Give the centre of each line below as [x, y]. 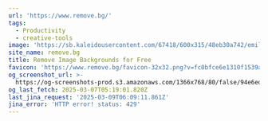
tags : [17, 23]
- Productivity [41, 30]
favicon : [23, 68]
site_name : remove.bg [44, 53]
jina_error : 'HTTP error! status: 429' [75, 104]
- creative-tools [44, 38]
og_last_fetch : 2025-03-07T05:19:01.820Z [78, 90]
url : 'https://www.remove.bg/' [60, 16]
